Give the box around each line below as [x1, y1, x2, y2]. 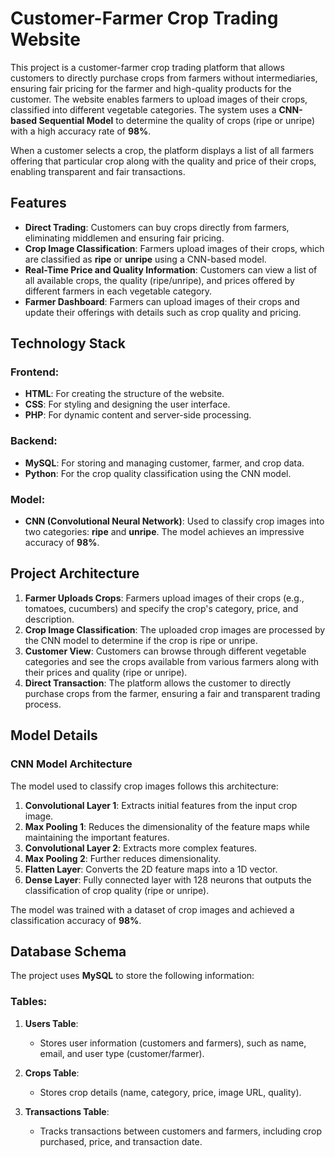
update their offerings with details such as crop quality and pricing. [24, 306, 302, 318]
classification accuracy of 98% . [10, 914, 142, 926]
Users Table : [24, 1017, 79, 1029]
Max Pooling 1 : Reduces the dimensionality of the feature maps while [24, 820, 310, 832]
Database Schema [10, 943, 127, 960]
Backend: [10, 434, 58, 448]
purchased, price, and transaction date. [39, 1135, 203, 1147]
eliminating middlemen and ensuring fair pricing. [24, 232, 225, 244]
